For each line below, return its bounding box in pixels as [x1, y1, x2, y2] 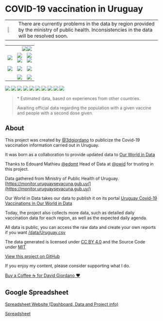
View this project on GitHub [5, 253, 60, 259]
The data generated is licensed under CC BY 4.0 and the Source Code [5, 239, 146, 244]
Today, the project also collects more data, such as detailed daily [5, 209, 135, 215]
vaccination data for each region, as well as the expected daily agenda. [5, 215, 147, 221]
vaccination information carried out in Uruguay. [5, 142, 99, 148]
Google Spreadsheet [5, 289, 69, 297]
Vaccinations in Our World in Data [5, 200, 73, 206]
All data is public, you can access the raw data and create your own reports [5, 224, 156, 230]
